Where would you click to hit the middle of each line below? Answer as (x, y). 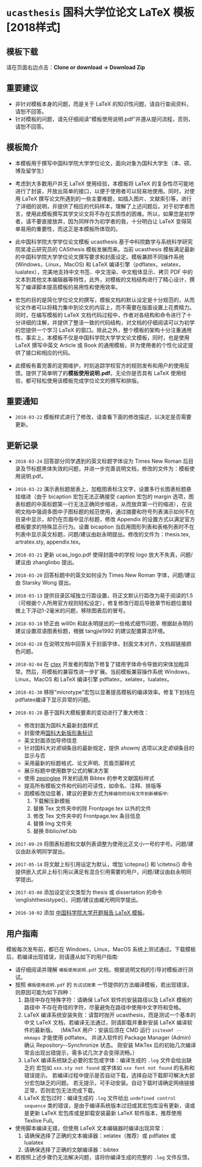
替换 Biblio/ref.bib (55, 831)
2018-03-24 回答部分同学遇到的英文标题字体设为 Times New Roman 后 (102, 461)
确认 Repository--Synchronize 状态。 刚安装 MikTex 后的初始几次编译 (110, 1045)
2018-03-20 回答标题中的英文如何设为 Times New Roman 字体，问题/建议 (105, 575)
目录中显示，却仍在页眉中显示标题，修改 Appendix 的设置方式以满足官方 (105, 519)
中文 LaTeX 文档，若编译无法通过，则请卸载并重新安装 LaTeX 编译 (106, 1023)
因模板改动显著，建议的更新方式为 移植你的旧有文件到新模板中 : (96, 793)
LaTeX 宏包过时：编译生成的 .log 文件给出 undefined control (100, 1098)
